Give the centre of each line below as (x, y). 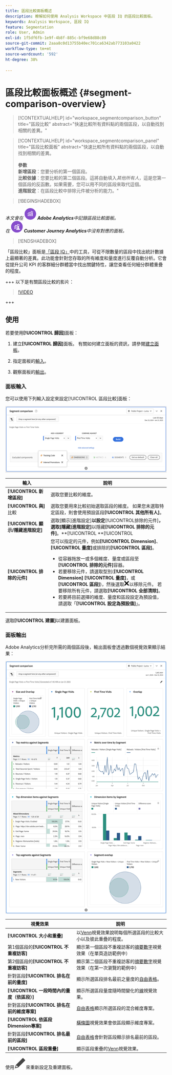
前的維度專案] (22, 1011)
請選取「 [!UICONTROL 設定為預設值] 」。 (100, 603)
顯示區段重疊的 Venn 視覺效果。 (109, 1048)
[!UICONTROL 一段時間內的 (37, 990)
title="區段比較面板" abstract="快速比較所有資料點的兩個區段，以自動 (91, 147)
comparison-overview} (56, 104)
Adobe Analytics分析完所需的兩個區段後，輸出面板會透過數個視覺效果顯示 (83, 647)
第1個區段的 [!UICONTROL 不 (38, 947)
